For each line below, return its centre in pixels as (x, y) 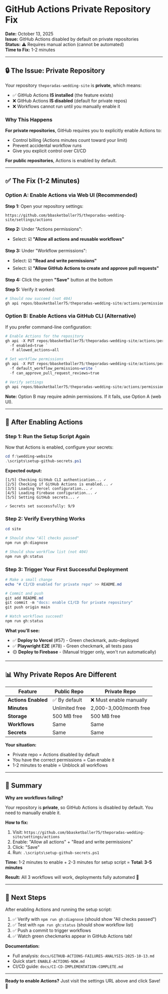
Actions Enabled (28, 700)
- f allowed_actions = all (34, 350)
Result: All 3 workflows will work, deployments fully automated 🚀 (72, 877)
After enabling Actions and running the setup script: (58, 909)
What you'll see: (22, 630)
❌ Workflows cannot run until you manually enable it (66, 106)
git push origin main (28, 607)
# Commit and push (24, 593)
